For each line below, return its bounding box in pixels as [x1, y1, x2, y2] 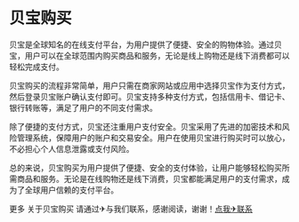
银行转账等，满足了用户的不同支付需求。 [9, 102, 158, 113]
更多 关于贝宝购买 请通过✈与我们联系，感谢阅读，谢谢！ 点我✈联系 [9, 203, 254, 214]
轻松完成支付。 [9, 61, 64, 72]
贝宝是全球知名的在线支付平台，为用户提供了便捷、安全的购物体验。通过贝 [9, 39, 282, 50]
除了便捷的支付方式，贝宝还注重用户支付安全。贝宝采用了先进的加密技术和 [9, 121, 282, 131]
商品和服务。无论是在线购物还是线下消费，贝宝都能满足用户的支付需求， [16, 173, 282, 184]
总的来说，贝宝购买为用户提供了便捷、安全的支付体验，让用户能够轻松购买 [9, 162, 282, 173]
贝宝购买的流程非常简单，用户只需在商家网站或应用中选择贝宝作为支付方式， [9, 80, 290, 91]
